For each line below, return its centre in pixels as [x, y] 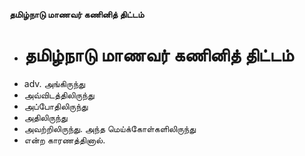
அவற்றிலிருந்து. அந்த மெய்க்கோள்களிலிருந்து [109, 128]
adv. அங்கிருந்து [54, 83]
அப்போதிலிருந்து [56, 106]
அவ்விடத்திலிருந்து [59, 95]
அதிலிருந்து [45, 117]
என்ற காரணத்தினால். [64, 140]
